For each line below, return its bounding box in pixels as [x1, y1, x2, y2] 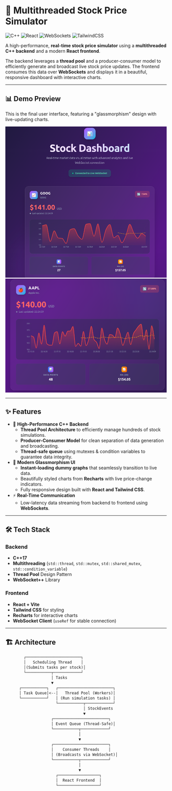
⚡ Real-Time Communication [12, 492, 75, 498]
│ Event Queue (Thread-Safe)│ [51, 721, 116, 727]
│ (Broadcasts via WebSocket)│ [51, 752, 118, 758]
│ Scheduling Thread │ [24, 660, 83, 665]
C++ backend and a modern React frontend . [5, 48, 101, 54]
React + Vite [12, 601, 40, 607]
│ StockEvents [83, 706, 114, 711]
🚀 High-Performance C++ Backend [12, 421, 89, 427]
